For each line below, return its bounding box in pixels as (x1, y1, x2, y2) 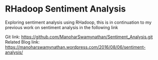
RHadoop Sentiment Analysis (5, 3, 126, 15)
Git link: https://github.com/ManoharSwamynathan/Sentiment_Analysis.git (5, 34, 153, 40)
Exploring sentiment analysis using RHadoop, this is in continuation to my (5, 19, 152, 25)
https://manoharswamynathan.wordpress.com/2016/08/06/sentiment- (5, 44, 146, 50)
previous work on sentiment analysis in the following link (5, 24, 118, 30)
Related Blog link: (5, 39, 40, 45)
